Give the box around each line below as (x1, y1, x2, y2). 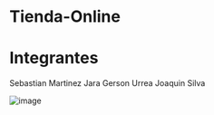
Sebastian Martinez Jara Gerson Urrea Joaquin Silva (9, 78, 206, 89)
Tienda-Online (9, 6, 121, 27)
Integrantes (9, 48, 99, 69)
